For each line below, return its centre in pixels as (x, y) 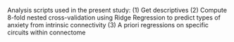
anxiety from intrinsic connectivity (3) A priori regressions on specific (108, 25)
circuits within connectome (47, 32)
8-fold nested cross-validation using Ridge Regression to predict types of (114, 17)
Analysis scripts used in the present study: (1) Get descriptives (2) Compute (117, 10)
